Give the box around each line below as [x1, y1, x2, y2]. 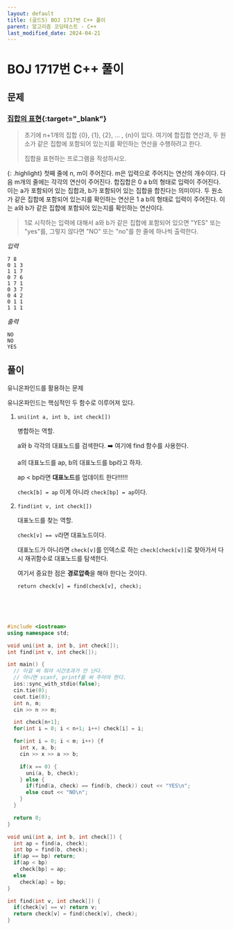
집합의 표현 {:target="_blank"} [7, 114, 107, 124]
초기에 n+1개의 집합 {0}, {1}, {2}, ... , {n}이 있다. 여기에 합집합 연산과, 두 [24, 131, 219, 139]
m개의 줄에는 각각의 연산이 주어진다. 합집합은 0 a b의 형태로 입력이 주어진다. [14, 178, 221, 186]
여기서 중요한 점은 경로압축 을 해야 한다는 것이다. [17, 568, 147, 577]
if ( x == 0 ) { [19, 763, 58, 770]
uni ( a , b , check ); [25, 770, 79, 777]
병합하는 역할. [17, 426, 55, 434]
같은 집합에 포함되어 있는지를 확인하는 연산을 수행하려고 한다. [37, 139, 202, 148]
